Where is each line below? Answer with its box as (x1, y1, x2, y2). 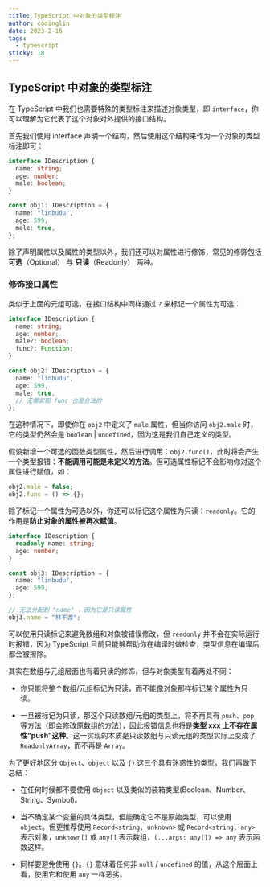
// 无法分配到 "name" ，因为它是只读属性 (8, 606, 133, 614)
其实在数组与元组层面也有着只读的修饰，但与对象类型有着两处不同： (8, 666, 234, 676)
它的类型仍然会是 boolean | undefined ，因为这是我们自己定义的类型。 (8, 429, 237, 439)
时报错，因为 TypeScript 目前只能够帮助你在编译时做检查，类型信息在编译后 (8, 639, 260, 648)
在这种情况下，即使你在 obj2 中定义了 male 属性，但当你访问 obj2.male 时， (8, 420, 258, 429)
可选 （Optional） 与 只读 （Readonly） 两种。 (8, 257, 158, 266)
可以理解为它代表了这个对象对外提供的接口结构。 (8, 113, 170, 123)
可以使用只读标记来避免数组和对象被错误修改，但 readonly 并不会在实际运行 (8, 629, 260, 639)
